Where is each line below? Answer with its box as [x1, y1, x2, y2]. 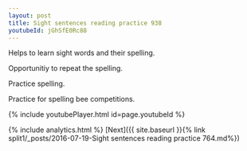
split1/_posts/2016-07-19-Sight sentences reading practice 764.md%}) [8, 134, 241, 143]
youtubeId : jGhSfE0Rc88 [8, 26, 88, 34]
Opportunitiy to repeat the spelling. [8, 64, 123, 73]
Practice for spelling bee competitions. [8, 95, 135, 104]
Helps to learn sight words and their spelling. [8, 48, 155, 58]
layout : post [8, 11, 52, 20]
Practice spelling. [8, 79, 65, 88]
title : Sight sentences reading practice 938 [8, 19, 162, 27]
